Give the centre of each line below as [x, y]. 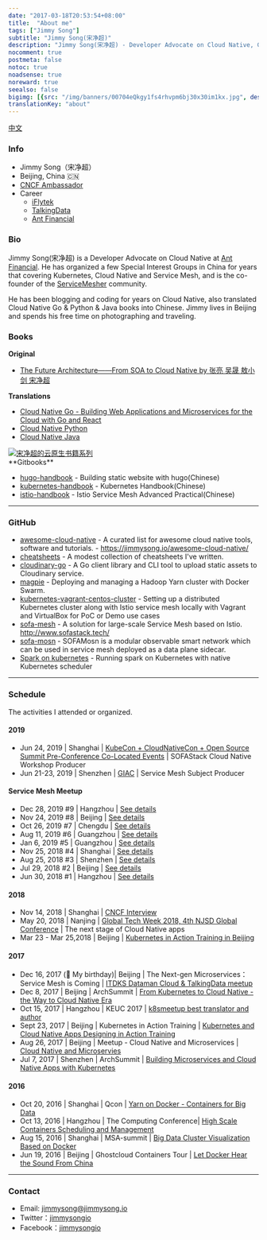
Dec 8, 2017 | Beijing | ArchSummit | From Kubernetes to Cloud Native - [137, 992]
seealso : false [33, 89]
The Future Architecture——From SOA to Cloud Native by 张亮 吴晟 [130, 370]
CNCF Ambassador [51, 185]
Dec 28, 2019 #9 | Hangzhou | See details [88, 809]
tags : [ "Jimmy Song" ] [44, 30]
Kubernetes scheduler [56, 666]
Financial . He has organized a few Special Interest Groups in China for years [133, 266]
